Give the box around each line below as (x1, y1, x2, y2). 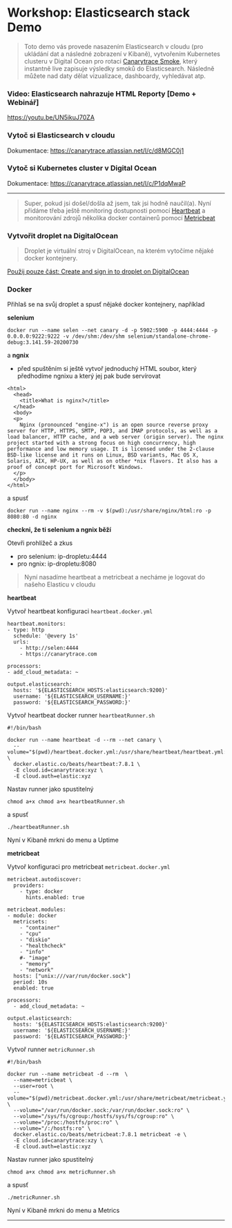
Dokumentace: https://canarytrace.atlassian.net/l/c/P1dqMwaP (7, 179, 186, 187)
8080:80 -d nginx (7, 513, 57, 521)
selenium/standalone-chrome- (127, 333, 212, 340)
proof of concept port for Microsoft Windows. (7, 464, 144, 471)
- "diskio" (19, 937, 51, 943)
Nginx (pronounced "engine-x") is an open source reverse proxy (19, 421, 209, 429)
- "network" (19, 967, 54, 974)
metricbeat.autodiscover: (7, 876, 81, 883)
